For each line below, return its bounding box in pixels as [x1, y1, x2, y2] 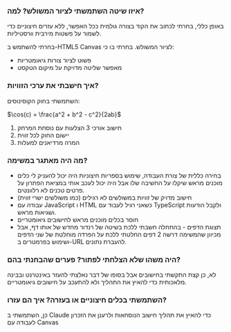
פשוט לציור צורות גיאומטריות [17, 56, 92, 64]
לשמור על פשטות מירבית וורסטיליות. [7, 29, 102, 37]
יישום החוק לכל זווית [17, 131, 69, 139]
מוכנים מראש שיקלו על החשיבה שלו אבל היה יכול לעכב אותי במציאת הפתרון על [17, 178, 223, 186]
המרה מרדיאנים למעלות [17, 138, 80, 146]
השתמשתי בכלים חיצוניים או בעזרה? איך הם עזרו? [7, 295, 167, 305]
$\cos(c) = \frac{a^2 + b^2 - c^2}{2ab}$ [7, 110, 122, 119]
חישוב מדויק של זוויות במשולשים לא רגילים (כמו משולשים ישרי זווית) [17, 193, 192, 202]
